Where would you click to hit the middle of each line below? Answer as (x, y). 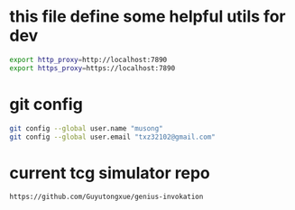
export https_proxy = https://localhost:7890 (92, 68)
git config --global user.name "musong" (87, 128)
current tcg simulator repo (110, 173)
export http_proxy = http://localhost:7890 (88, 59)
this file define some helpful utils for (147, 17)
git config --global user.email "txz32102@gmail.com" (113, 137)
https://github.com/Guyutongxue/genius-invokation (106, 197)
